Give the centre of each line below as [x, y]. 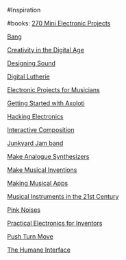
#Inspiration [24, 10]
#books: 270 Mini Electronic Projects [59, 23]
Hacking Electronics [35, 117]
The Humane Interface [39, 250]
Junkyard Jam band [35, 143]
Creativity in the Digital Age [46, 50]
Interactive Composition [41, 130]
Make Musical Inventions [42, 170]
